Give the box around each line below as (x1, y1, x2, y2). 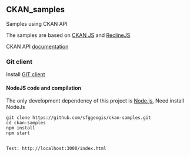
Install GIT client (6, 71, 45, 78)
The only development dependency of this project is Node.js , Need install (6, 97, 184, 104)
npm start (6, 130, 31, 136)
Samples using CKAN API (6, 20, 68, 27)
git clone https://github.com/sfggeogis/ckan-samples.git (6, 115, 151, 121)
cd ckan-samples (6, 120, 46, 126)
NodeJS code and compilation (6, 84, 81, 91)
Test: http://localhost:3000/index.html (6, 146, 107, 152)
